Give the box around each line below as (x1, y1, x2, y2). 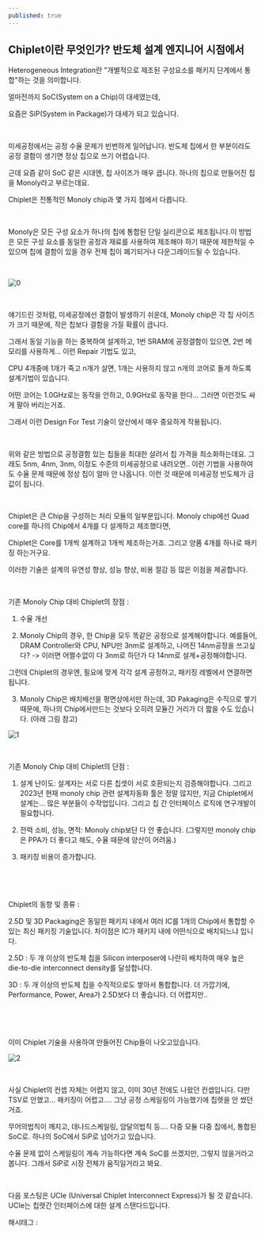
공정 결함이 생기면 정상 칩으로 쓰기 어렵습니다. (8, 152, 150, 161)
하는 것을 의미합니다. (17, 75, 81, 85)
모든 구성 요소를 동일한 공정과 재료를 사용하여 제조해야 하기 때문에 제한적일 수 (16, 237, 256, 247)
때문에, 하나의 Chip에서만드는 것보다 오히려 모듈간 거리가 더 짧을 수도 (19, 704, 233, 714)
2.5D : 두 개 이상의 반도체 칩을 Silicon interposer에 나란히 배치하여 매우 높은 (8, 953, 244, 963)
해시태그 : (8, 1217, 38, 1227)
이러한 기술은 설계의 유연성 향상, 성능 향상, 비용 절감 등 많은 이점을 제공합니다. (8, 565, 248, 575)
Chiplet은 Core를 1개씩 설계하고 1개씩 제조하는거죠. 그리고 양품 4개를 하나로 (8, 538, 243, 548)
